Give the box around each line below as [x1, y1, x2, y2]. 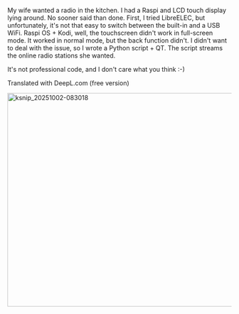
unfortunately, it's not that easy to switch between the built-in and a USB [7, 21, 221, 29]
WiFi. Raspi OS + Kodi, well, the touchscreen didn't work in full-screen [7, 28, 213, 37]
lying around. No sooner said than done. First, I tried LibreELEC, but [7, 13, 206, 22]
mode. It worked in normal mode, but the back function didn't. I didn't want [7, 36, 228, 45]
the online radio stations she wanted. [7, 51, 116, 60]
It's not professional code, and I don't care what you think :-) [7, 65, 185, 73]
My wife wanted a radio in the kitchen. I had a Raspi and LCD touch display [7, 6, 226, 14]
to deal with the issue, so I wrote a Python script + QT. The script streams [7, 44, 223, 52]
